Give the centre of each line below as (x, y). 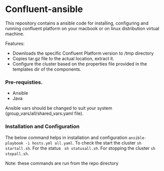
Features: (15, 43)
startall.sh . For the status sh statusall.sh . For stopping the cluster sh (80, 148)
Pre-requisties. (24, 82)
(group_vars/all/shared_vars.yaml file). (44, 113)
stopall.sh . (17, 153)
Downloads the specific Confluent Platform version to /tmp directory (83, 53)
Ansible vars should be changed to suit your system (59, 108)
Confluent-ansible (44, 9)
